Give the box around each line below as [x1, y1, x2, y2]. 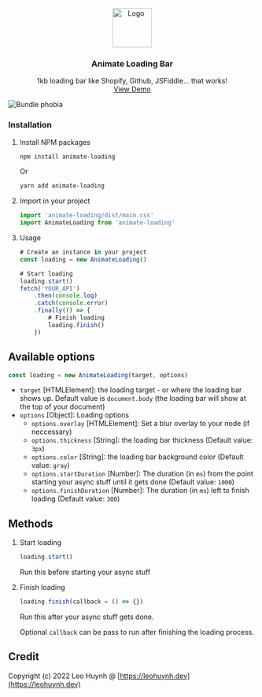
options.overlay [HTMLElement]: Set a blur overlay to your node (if [31, 419, 250, 428]
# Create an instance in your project [19, 248, 147, 257]
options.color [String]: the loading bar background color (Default [31, 452, 244, 462]
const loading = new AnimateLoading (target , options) [8, 371, 189, 379]
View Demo [113, 84, 151, 94]
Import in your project [19, 196, 90, 206]
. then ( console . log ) [34, 291, 98, 300]
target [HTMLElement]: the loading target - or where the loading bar [19, 385, 242, 395]
